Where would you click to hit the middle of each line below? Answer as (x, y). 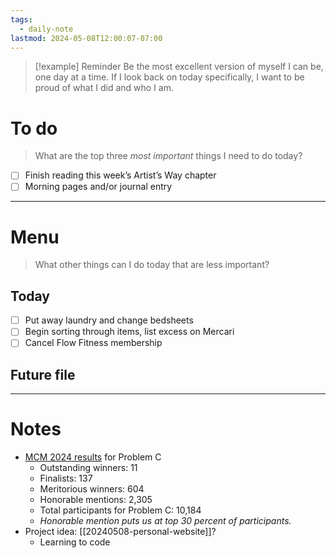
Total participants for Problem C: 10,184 (120, 510)
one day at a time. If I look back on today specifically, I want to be (169, 77)
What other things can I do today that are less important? (152, 265)
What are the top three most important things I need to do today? (168, 156)
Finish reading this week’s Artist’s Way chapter (120, 175)
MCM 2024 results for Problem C (93, 457)
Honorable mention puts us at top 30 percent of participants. (165, 521)
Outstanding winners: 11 (88, 468)
